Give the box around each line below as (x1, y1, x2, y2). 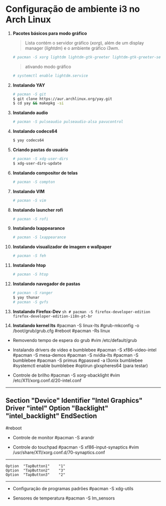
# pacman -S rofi (12, 216, 49, 221)
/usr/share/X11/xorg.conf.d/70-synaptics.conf (12, 449, 105, 455)
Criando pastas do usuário (12, 147, 68, 153)
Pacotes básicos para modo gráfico (12, 30, 87, 36)
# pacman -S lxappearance (12, 235, 66, 240)
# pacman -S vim (12, 198, 46, 203)
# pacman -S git (12, 91, 46, 97)
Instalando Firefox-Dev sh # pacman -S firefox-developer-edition (12, 308, 151, 314)
